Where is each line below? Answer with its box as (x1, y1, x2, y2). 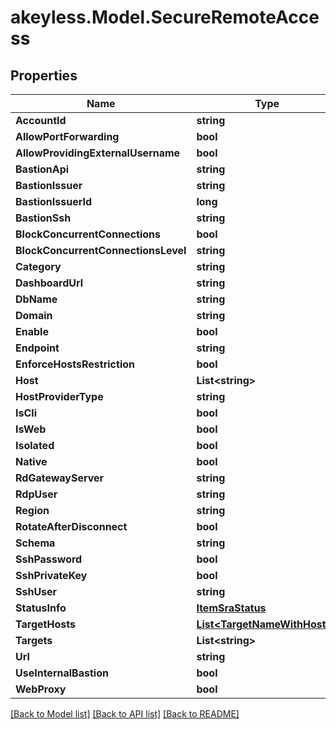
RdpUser (15, 487, 58, 501)
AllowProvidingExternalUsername (15, 146, 181, 160)
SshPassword (15, 552, 83, 566)
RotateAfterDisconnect (15, 520, 128, 533)
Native (15, 455, 48, 468)
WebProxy (15, 682, 67, 696)
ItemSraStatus (196, 601, 267, 615)
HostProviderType (15, 390, 104, 403)
